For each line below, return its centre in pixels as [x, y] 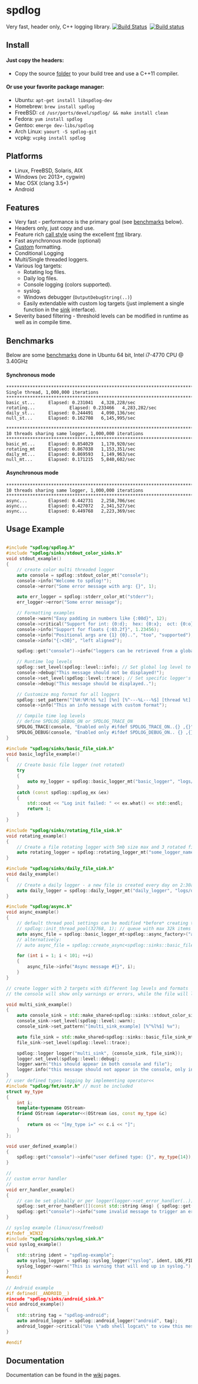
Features [23, 207]
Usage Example [35, 529]
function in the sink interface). [60, 310]
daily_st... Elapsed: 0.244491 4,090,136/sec [71, 413]
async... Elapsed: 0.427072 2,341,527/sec [71, 506]
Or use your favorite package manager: [55, 87]
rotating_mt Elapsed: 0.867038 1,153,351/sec [71, 449]
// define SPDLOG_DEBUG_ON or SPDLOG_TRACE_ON [75, 722]
